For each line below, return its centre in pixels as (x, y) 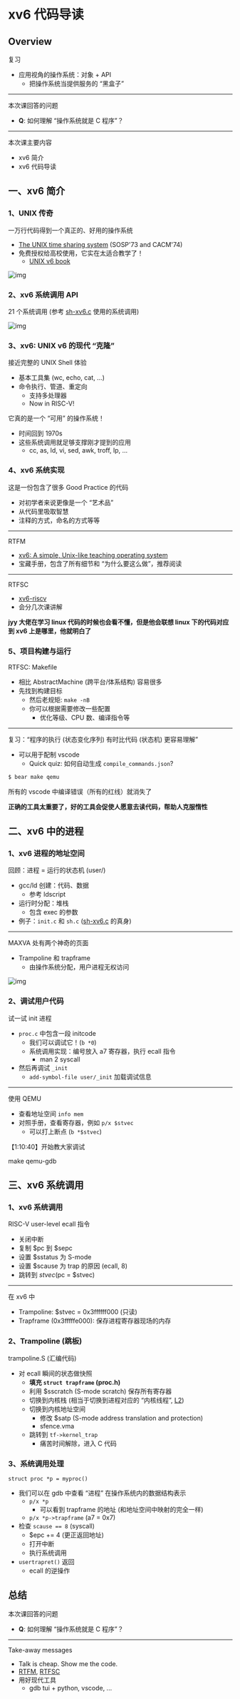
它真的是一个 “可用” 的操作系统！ (57, 418)
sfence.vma (57, 1426)
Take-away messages (40, 1650)
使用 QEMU (25, 1098)
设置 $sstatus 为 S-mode (55, 1257)
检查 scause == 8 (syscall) (57, 1526)
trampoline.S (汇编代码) (42, 1358)
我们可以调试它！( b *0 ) (63, 1042)
